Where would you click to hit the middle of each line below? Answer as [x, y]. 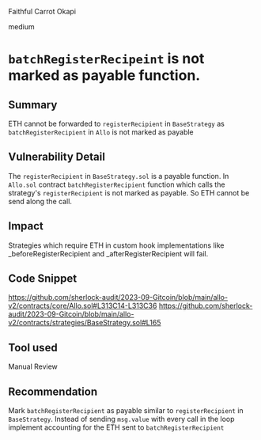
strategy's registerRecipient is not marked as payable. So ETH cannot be [129, 192]
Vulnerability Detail [57, 157]
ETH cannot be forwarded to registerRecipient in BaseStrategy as [117, 123]
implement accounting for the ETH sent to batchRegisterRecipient [116, 427]
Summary [33, 105]
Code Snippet [43, 279]
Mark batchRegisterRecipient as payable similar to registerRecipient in [126, 411]
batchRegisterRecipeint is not [106, 59]
